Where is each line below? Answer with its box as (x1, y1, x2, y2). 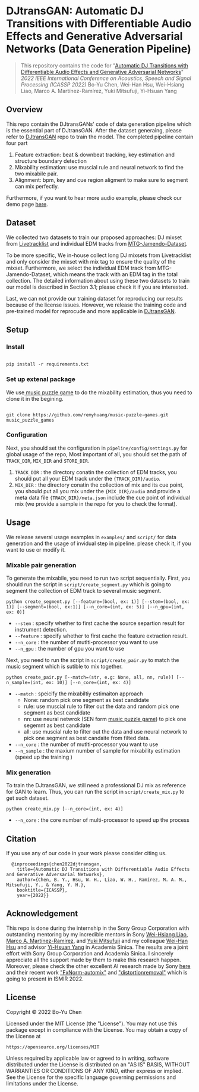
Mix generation (6, 768, 51, 777)
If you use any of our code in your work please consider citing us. (6, 850, 167, 857)
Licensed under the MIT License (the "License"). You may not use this (6, 1020, 178, 1027)
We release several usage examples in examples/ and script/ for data (6, 533, 177, 540)
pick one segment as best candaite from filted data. (23, 734, 150, 741)
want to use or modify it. (6, 546, 66, 553)
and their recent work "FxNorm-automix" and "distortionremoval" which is (6, 969, 188, 976)
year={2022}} (17, 893, 49, 899)
